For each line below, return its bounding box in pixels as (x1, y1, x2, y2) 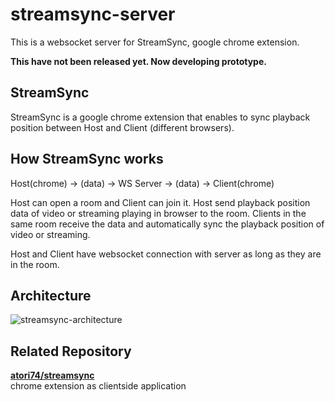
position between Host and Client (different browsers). (10, 121, 235, 133)
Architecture (10, 287, 92, 304)
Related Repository (10, 343, 132, 360)
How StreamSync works (10, 151, 164, 168)
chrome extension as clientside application (10, 380, 187, 392)
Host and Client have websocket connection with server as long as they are (10, 248, 322, 260)
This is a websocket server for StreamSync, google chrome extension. (10, 36, 300, 48)
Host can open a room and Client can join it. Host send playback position (10, 196, 311, 208)
